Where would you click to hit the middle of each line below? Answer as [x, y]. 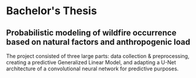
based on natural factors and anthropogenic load [98, 42]
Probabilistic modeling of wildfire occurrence [91, 33]
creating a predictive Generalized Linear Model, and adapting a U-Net [91, 62]
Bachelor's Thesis [52, 11]
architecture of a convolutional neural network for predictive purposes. [92, 69]
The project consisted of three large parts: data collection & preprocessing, [98, 56]
